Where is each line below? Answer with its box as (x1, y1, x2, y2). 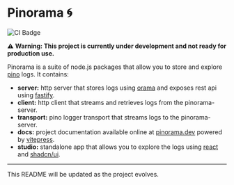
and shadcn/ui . (17, 150, 61, 158)
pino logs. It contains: (7, 70, 70, 78)
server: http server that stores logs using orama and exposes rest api (17, 83, 217, 92)
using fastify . (17, 90, 55, 99)
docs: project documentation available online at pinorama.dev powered (17, 127, 223, 136)
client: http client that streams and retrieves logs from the (17, 98, 183, 106)
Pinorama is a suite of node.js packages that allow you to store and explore (7, 63, 223, 71)
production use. (7, 49, 54, 57)
